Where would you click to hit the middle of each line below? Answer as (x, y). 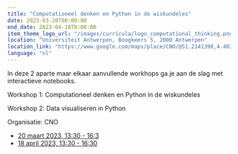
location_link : (30, 47)
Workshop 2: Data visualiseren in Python (67, 108)
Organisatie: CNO (33, 122)
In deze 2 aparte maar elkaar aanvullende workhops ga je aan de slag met (115, 73)
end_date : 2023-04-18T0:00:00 (52, 27)
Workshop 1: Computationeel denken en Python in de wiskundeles (104, 94)
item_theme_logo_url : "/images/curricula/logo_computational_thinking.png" (121, 34)
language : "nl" (30, 54)
